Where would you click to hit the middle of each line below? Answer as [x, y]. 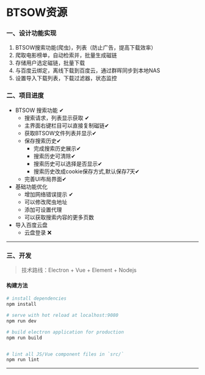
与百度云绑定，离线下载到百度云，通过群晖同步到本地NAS [88, 70]
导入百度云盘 [31, 225]
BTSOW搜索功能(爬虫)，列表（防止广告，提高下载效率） [86, 48]
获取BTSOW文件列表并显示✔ [60, 133]
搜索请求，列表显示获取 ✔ [57, 117]
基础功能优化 [31, 187]
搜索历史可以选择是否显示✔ [68, 163]
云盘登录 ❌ [38, 232]
